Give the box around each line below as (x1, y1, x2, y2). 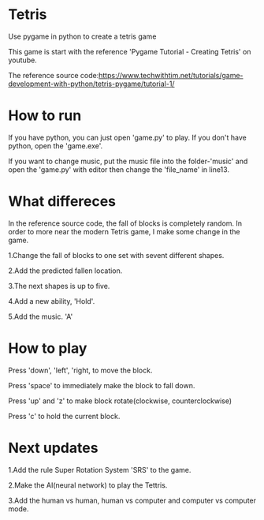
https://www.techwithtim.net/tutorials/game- (98, 70, 244, 80)
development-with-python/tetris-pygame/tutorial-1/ (8, 79, 175, 88)
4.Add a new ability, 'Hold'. (8, 296, 95, 305)
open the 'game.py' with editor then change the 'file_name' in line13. (8, 164, 230, 174)
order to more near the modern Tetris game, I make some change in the (8, 226, 240, 236)
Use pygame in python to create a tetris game (8, 32, 157, 41)
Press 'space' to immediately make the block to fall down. (8, 380, 195, 390)
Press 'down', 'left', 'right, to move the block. (8, 365, 153, 375)
